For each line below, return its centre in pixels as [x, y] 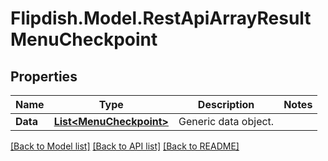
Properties [44, 76]
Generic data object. [226, 121]
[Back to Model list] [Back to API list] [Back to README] [125, 146]
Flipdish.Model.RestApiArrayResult [161, 18]
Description [226, 104]
